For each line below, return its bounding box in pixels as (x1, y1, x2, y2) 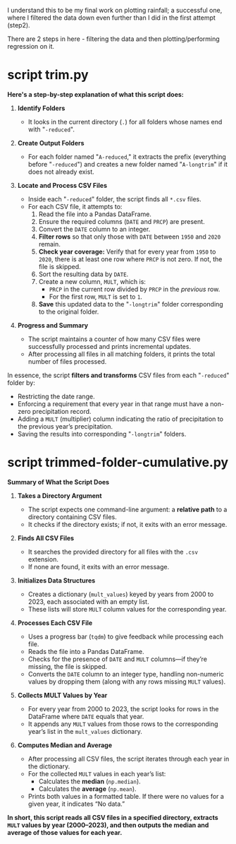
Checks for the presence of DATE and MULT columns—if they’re (27, 655, 208, 663)
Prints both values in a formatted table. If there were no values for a (27, 792, 224, 800)
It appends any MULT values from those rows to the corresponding (27, 720, 218, 728)
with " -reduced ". (27, 125, 75, 133)
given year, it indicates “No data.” (27, 800, 125, 808)
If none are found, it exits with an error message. (27, 562, 170, 571)
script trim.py (7, 67, 89, 83)
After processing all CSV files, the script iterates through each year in (27, 754, 230, 763)
